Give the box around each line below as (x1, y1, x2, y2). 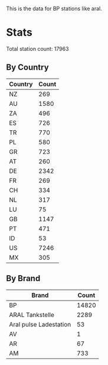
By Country (6, 62, 49, 73)
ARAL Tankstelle (9, 311, 55, 319)
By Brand (6, 273, 41, 283)
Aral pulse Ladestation (9, 320, 71, 328)
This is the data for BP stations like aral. (6, 5, 102, 12)
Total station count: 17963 (6, 45, 69, 52)
